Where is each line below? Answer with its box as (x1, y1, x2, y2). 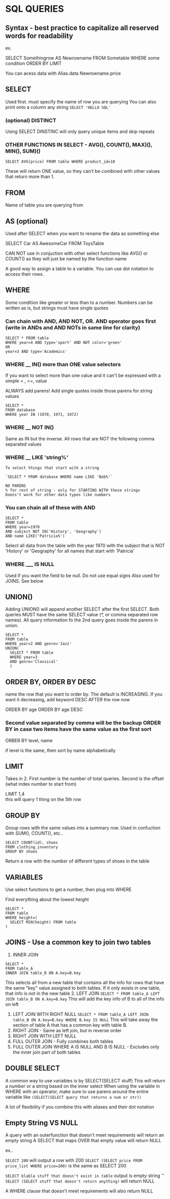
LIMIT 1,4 (5, 791, 25, 797)
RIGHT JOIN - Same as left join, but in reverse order (12, 1027, 122, 1033)
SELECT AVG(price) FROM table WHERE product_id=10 (5, 159, 115, 164)
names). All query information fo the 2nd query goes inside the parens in (5, 617, 158, 623)
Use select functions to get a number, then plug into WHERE (5, 886, 132, 893)
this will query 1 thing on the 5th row (5, 796, 82, 803)
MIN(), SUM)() (5, 148, 41, 155)
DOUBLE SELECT (5, 1064, 60, 1073)
